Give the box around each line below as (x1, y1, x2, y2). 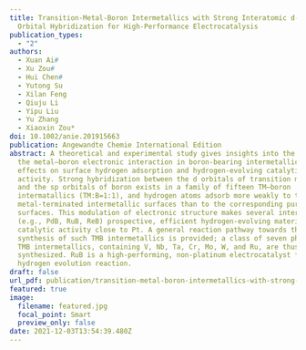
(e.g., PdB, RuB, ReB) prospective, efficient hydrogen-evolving (17, 216, 271, 226)
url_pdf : (9, 276, 43, 285)
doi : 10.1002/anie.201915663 (9, 132, 120, 141)
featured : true (9, 284, 67, 293)
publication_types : (9, 30, 84, 39)
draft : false (9, 268, 59, 277)
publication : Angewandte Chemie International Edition (9, 140, 222, 149)
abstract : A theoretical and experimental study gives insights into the (9, 149, 296, 158)
